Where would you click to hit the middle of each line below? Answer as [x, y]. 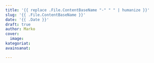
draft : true [18, 24]
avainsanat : [18, 48]
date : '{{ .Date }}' [27, 19]
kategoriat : [18, 44]
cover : [12, 34]
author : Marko [20, 29]
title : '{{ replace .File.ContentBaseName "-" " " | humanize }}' [78, 10]
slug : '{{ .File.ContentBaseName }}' [46, 15]
